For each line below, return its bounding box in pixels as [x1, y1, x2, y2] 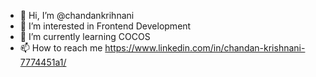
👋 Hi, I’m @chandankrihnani [19, 10, 135, 21]
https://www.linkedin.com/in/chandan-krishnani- [104, 42, 306, 54]
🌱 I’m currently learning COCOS [19, 31, 151, 42]
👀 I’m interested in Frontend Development [19, 20, 192, 32]
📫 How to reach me [19, 42, 103, 54]
